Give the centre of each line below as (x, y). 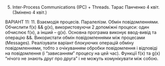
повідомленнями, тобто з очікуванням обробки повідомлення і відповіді (81, 48)
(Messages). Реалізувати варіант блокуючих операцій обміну (69, 43)
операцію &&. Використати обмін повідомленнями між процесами (75, 37)
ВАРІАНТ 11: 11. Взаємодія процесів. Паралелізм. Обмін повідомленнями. (82, 22)
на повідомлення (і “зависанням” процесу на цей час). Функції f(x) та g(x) (83, 53)
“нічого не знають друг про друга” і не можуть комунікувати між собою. (82, 58)
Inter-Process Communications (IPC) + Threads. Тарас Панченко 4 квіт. (86, 7)
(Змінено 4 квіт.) (30, 12)
